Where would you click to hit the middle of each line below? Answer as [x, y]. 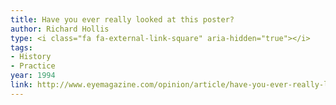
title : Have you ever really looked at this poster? [122, 19]
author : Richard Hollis [60, 29]
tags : [21, 47]
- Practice [33, 66]
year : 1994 [33, 76]
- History [31, 57]
